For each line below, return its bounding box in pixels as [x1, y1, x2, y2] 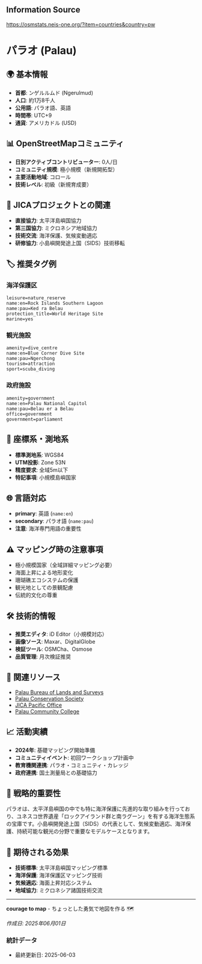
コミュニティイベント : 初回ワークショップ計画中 [14, 754, 134, 761]
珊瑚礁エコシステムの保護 [14, 576, 79, 584]
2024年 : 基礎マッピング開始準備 [14, 746, 96, 754]
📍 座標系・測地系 [6, 434, 69, 444]
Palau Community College [14, 707, 80, 715]
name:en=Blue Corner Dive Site [6, 350, 85, 356]
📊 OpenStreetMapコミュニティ [6, 138, 124, 149]
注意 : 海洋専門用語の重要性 [14, 525, 82, 532]
